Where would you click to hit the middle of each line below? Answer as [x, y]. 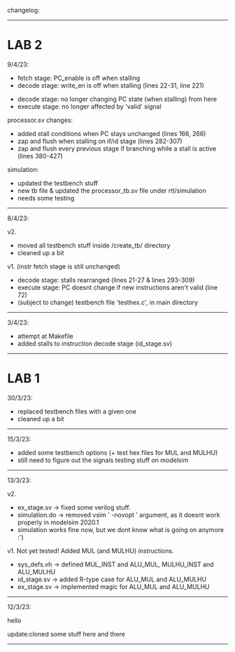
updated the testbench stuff [58, 183]
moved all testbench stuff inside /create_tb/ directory [94, 245]
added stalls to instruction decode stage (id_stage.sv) [95, 344]
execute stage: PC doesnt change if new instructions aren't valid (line [117, 287]
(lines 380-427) [40, 156]
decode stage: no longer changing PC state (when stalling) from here [117, 99]
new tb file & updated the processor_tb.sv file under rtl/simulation [112, 190]
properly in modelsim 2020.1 [58, 522]
